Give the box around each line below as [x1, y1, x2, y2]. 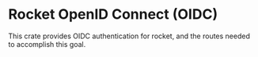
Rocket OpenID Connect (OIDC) [8, 5, 218, 23]
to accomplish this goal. [8, 39, 86, 48]
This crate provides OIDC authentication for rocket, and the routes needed [8, 31, 251, 41]
